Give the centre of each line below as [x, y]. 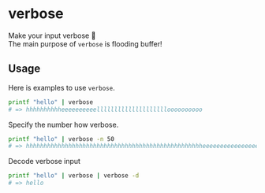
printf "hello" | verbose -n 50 [61, 139]
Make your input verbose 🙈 [52, 35]
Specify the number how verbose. [63, 124]
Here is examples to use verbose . [62, 87]
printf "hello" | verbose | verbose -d [74, 176]
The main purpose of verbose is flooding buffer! [86, 43]
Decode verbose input [45, 161]
